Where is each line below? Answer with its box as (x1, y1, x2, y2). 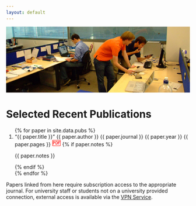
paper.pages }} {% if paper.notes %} (14, 140, 113, 147)
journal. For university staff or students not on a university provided (6, 187, 168, 194)
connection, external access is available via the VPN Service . (6, 193, 153, 200)
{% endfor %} (14, 170, 48, 177)
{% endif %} (14, 163, 45, 170)
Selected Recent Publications (6, 108, 152, 121)
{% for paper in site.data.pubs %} (14, 126, 96, 134)
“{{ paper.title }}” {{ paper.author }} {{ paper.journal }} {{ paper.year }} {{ (14, 133, 188, 140)
